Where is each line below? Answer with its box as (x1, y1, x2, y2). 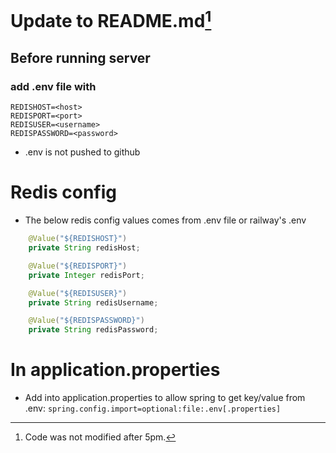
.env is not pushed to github (24, 146, 141, 158)
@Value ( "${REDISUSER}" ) (28, 288, 128, 298)
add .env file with (10, 79, 97, 93)
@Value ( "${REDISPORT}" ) (28, 261, 128, 271)
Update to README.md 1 (10, 6, 212, 33)
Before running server (10, 49, 151, 66)
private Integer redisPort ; (28, 270, 145, 280)
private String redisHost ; (28, 243, 141, 253)
